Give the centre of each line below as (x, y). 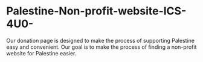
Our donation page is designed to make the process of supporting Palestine (101, 40)
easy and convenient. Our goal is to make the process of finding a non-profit (101, 47)
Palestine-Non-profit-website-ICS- (96, 11)
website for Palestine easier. (41, 53)
